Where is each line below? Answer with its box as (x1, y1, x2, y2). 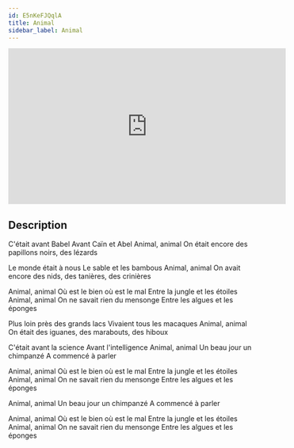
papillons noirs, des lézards (8, 248, 97, 257)
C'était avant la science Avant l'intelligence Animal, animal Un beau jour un (8, 343, 252, 352)
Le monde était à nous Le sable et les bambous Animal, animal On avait (8, 263, 241, 273)
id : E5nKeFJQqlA (8, 11, 62, 20)
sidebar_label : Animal (8, 26, 83, 34)
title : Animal (8, 19, 55, 27)
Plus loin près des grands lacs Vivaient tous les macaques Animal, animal (8, 319, 247, 328)
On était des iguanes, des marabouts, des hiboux (8, 328, 169, 337)
